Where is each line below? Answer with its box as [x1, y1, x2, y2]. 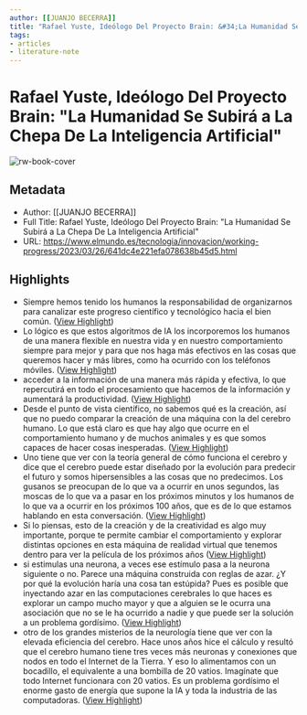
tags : [9, 30, 30, 39]
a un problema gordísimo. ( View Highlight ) [22, 616, 183, 627]
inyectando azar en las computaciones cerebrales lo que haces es [22, 587, 272, 599]
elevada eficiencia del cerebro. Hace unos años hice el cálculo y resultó [22, 636, 294, 647]
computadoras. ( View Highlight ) [22, 694, 143, 705]
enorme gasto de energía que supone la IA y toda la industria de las [22, 685, 278, 696]
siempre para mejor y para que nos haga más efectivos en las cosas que [22, 345, 297, 356]
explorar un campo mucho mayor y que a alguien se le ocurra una [22, 597, 271, 608]
